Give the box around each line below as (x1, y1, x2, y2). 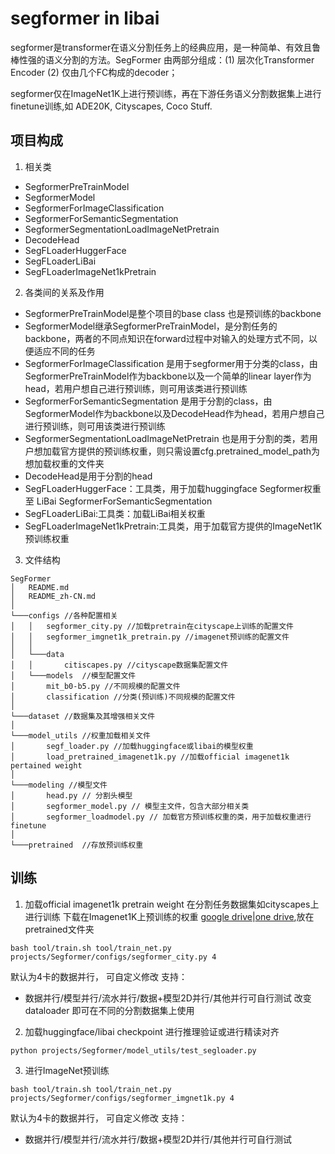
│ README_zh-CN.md (10, 591, 97, 601)
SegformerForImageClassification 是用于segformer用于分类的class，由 (24, 357, 318, 369)
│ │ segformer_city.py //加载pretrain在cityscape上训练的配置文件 (10, 621, 294, 631)
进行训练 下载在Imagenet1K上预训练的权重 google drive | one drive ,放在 (24, 910, 315, 922)
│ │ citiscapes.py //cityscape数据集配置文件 (10, 660, 229, 670)
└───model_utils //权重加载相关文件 (10, 730, 151, 741)
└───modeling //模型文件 (10, 780, 108, 790)
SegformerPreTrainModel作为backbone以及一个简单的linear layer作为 (24, 370, 312, 382)
